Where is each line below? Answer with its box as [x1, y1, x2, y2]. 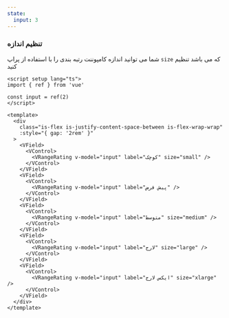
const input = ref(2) [7, 94, 69, 100]
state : [7, 10, 26, 17]
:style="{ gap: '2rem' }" [19, 129, 94, 136]
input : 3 [13, 17, 39, 23]
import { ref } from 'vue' [7, 81, 85, 88]
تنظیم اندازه [7, 39, 43, 49]
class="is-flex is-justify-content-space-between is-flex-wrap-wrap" [19, 123, 223, 131]
